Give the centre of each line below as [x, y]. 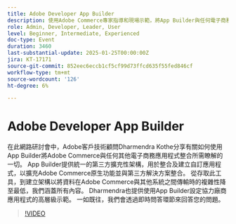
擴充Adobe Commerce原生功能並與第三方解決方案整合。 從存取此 [120, 173]
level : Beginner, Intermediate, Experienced [73, 33]
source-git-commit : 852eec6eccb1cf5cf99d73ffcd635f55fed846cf [100, 66]
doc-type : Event [31, 40]
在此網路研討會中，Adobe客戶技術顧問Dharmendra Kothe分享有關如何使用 [115, 147]
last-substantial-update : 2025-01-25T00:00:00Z [78, 53]
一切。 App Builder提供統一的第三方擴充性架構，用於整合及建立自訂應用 [111, 164]
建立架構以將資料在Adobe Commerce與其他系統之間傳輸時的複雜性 [123, 182]
